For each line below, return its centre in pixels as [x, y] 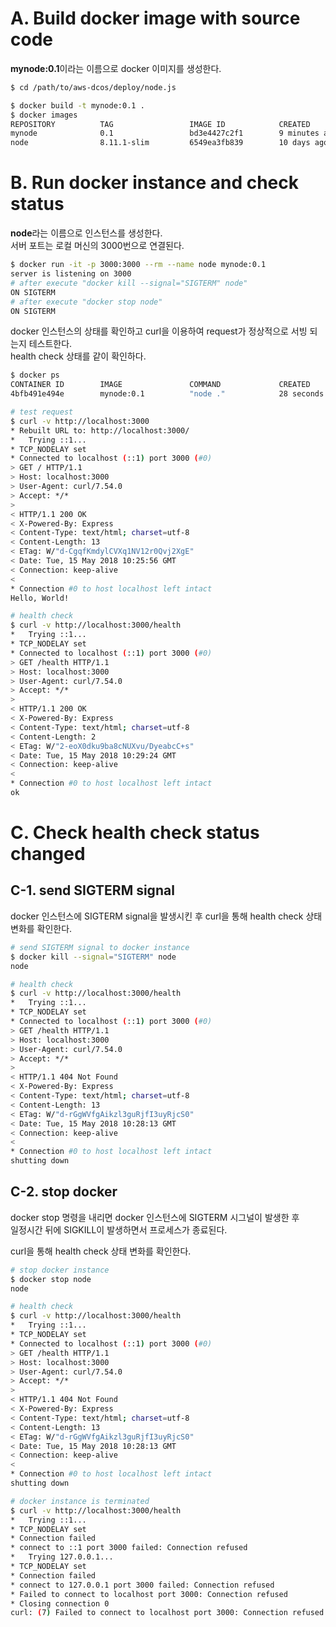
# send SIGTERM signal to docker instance [100, 947]
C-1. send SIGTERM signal [92, 890]
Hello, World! [40, 598]
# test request [42, 412]
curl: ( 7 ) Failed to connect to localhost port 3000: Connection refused [167, 1613]
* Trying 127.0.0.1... [62, 1557]
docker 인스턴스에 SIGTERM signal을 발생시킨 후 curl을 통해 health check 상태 [166, 916]
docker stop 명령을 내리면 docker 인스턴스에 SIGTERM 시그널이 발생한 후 [155, 1217]
